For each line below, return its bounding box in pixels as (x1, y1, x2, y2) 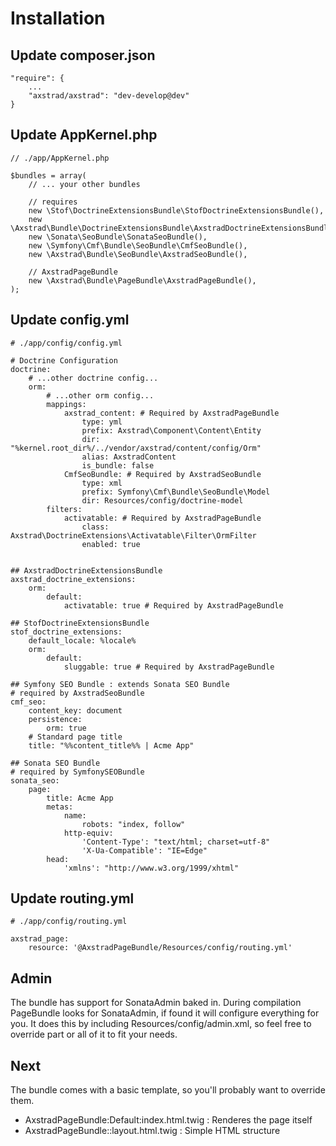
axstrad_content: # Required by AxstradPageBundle (63, 408, 280, 418)
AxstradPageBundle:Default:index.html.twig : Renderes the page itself (24, 1114, 313, 1126)
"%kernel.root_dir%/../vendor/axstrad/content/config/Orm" (10, 443, 262, 453)
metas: (46, 802, 74, 812)
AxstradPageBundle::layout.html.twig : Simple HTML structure (24, 1125, 281, 1137)
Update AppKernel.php (10, 127, 158, 144)
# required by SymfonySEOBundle (10, 767, 145, 777)
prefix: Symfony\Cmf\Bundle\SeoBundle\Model (81, 487, 271, 497)
